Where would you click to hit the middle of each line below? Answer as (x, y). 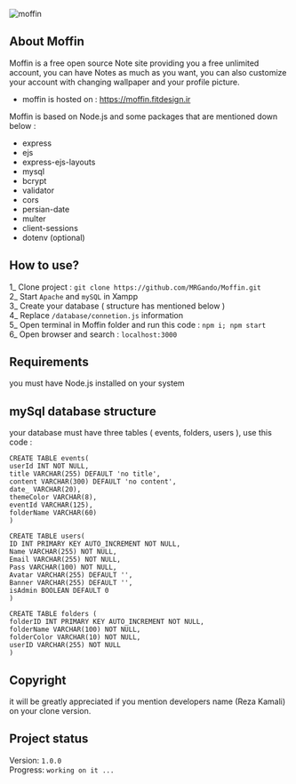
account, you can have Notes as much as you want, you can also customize (148, 72)
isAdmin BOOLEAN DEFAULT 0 (59, 591)
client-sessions (50, 228)
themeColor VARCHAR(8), (53, 498)
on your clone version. (50, 711)
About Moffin (47, 41)
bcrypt (34, 180)
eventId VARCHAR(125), (51, 505)
